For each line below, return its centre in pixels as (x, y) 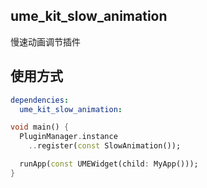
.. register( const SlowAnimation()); (105, 146)
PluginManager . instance (68, 137)
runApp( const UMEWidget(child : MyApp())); (109, 164)
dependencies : (40, 100)
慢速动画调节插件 (45, 41)
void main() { (40, 127)
